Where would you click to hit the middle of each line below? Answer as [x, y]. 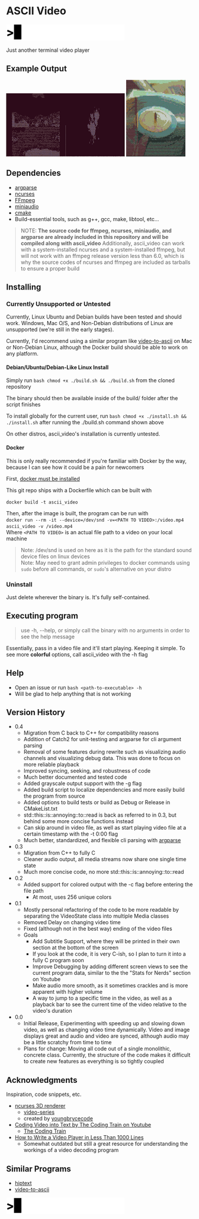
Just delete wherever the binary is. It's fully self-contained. [78, 597]
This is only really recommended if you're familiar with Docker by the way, [97, 461]
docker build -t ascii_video [42, 502]
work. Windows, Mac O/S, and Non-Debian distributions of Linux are [90, 323]
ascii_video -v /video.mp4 [39, 526]
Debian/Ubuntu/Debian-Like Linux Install [57, 367]
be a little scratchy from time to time [68, 1042]
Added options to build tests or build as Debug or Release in [97, 802]
